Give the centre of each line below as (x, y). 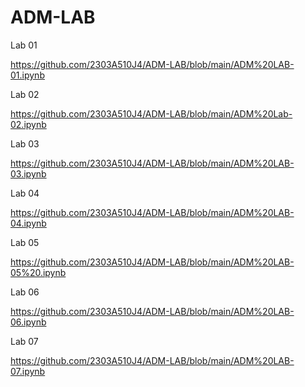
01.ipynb (27, 75)
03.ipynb (28, 173)
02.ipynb (28, 124)
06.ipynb (28, 322)
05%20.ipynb (38, 272)
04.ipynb (28, 223)
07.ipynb (28, 371)
